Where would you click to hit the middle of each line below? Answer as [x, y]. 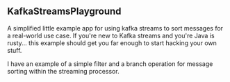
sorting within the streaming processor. [63, 71]
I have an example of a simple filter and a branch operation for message [110, 64]
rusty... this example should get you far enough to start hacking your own [112, 43]
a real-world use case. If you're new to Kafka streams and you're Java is [111, 35]
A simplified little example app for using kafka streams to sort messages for [115, 28]
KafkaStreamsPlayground [64, 11]
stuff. [15, 50]
